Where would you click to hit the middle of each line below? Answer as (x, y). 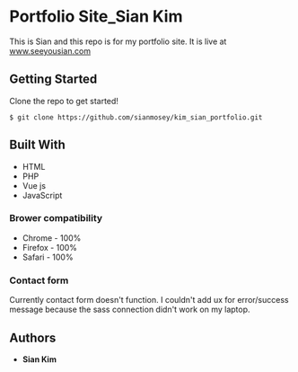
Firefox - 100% (50, 247)
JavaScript (42, 195)
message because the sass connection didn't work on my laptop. (130, 310)
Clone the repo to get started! (64, 101)
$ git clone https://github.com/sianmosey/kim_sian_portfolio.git (136, 117)
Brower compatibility (56, 218)
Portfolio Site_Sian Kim (96, 17)
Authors (33, 337)
